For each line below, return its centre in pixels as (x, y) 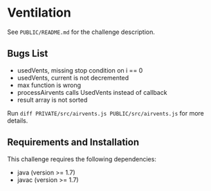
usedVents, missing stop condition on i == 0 (80, 70)
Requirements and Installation (73, 142)
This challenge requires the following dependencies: (82, 159)
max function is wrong (49, 85)
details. (18, 120)
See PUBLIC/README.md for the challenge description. (81, 32)
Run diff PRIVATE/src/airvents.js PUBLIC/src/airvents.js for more (105, 113)
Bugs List (28, 54)
